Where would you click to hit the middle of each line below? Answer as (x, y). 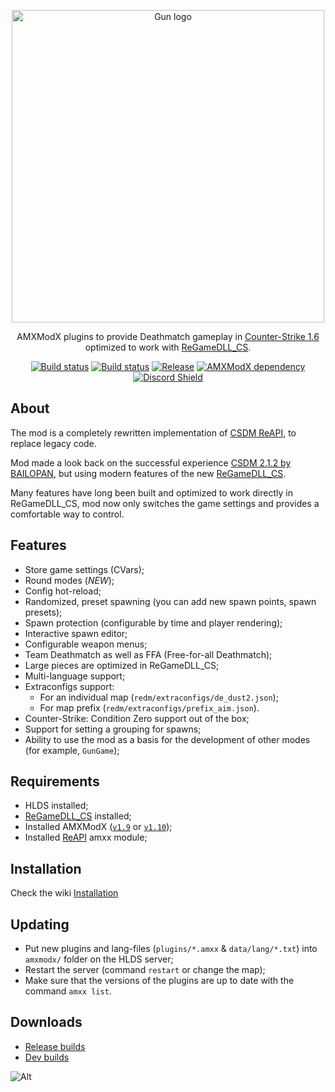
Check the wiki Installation (64, 893)
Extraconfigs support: (69, 686)
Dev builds (47, 1057)
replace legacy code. (53, 443)
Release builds (55, 1046)
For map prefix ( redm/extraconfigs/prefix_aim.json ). (149, 707)
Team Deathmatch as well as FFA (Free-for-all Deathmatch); (148, 654)
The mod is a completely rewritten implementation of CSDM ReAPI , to (153, 432)
